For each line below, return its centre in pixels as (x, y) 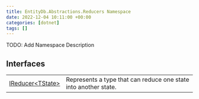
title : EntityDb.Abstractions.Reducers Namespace (69, 12)
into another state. (91, 87)
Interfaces (26, 64)
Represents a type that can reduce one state (128, 79)
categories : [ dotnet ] (33, 23)
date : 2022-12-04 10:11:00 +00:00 (49, 17)
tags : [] (17, 28)
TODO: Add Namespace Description (50, 45)
